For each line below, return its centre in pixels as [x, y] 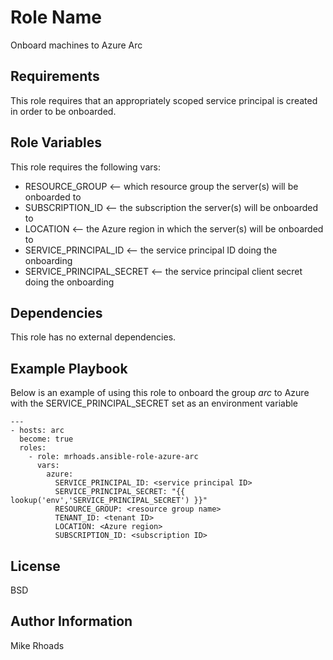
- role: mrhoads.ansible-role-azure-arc [113, 457]
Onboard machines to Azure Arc [76, 45]
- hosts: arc [37, 431]
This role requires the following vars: [85, 167]
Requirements [55, 76]
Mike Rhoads [37, 645]
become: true [46, 439]
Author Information [71, 621]
